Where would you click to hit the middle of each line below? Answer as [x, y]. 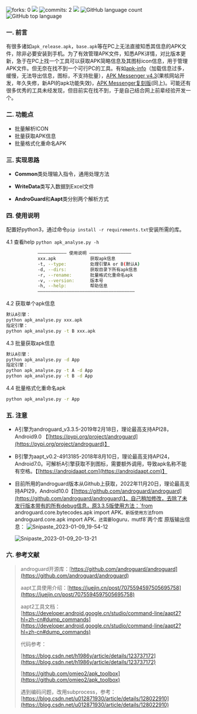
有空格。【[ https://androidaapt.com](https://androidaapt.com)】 [91, 471]
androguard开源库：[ [46, 569]
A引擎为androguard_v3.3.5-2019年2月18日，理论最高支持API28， [93, 429]
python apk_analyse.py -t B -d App [50, 376]
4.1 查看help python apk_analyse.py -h [53, 242]
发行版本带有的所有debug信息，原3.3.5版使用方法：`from [84, 506]
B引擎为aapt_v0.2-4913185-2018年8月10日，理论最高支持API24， [94, 457]
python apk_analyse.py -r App [43, 399]
